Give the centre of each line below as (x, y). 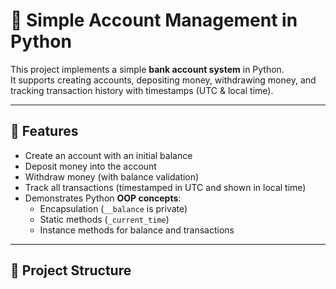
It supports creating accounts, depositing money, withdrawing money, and (163, 80)
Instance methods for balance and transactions (137, 230)
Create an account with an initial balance (108, 155)
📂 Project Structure (71, 270)
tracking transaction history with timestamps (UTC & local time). (142, 90)
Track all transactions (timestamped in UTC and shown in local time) (165, 187)
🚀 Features (44, 131)
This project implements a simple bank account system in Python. (147, 69)
